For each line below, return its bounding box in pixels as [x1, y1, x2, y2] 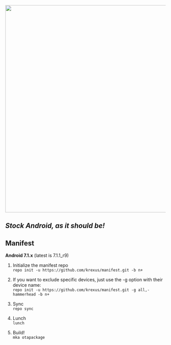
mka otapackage [12, 335, 45, 340]
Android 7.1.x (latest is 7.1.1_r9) [5, 253, 69, 259]
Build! [12, 330, 25, 336]
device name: [12, 282, 42, 288]
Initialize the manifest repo [12, 262, 69, 268]
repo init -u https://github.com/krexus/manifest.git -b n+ [12, 268, 143, 273]
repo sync [12, 306, 34, 311]
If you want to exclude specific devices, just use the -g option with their [12, 277, 163, 283]
